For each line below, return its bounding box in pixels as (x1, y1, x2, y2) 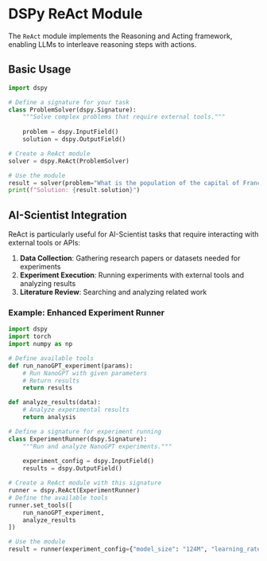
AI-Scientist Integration (8, 208, 127, 222)
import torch (8, 332, 52, 341)
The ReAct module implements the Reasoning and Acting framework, (8, 31, 233, 41)
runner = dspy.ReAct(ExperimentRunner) (8, 487, 141, 495)
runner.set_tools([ (8, 501, 73, 509)
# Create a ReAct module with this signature (8, 479, 161, 487)
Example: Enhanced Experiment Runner (8, 307, 165, 318)
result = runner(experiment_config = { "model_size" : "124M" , (8, 545, 208, 554)
